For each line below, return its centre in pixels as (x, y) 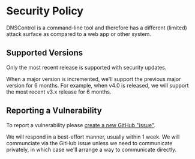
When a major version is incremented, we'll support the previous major (94, 79)
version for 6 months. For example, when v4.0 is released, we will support (97, 85)
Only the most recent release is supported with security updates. (86, 67)
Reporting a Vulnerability (54, 111)
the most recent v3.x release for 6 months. (59, 92)
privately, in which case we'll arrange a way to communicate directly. (91, 149)
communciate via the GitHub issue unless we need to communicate (89, 143)
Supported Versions (44, 53)
